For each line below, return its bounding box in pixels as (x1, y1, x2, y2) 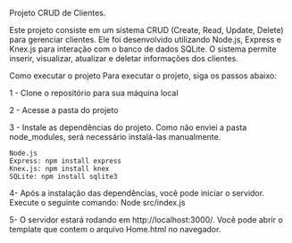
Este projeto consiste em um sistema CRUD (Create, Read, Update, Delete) (9, 25, 284, 35)
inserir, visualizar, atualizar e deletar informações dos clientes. (9, 53, 239, 63)
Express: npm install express (9, 157, 122, 166)
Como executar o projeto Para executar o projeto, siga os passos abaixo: (9, 70, 277, 81)
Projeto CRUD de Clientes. (9, 8, 106, 18)
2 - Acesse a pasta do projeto (9, 105, 119, 115)
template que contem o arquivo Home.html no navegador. (9, 224, 221, 234)
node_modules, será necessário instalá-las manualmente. (9, 132, 221, 142)
